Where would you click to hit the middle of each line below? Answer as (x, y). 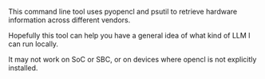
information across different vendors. (69, 20)
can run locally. (33, 44)
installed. (23, 68)
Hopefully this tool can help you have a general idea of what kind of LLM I (129, 36)
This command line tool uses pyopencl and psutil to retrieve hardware (123, 12)
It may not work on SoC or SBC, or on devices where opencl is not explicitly (132, 59)
